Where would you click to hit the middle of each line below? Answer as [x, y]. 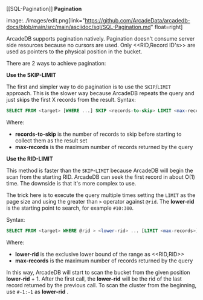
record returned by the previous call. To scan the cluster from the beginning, [101, 285]
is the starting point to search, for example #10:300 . [70, 208]
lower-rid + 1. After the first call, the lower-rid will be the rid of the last [94, 279]
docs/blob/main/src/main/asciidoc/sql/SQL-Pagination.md [79, 27]
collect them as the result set [51, 140]
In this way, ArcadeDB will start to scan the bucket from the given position [98, 272]
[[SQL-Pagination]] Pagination [44, 9]
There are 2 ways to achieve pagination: [56, 63]
